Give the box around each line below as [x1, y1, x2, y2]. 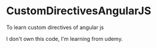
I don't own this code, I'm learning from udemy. [6, 35, 123, 42]
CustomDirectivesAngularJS [6, 4, 152, 18]
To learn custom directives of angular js [6, 24, 104, 31]
